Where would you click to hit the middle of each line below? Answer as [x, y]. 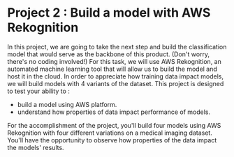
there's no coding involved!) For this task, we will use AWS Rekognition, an [114, 61]
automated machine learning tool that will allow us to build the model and [112, 69]
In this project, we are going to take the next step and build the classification [117, 47]
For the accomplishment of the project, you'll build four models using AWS [114, 125]
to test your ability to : [38, 91]
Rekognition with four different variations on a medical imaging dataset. [110, 133]
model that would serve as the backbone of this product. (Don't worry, [109, 54]
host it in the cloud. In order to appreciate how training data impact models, [115, 76]
